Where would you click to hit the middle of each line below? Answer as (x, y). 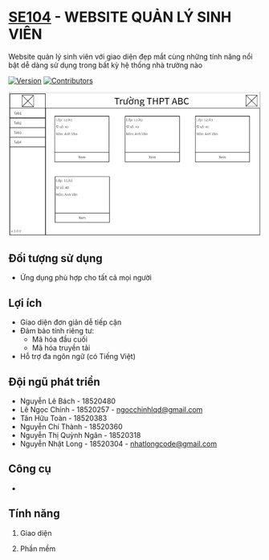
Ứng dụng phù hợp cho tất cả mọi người (86, 278)
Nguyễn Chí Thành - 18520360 (71, 427)
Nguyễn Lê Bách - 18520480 (68, 401)
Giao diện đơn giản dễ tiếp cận (71, 322)
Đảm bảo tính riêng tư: (57, 331)
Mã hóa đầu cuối (60, 339)
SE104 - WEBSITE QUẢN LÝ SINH (120, 17)
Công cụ (30, 469)
